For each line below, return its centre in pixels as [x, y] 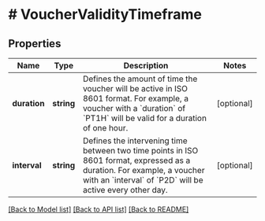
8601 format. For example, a [136, 98]
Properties [35, 44]
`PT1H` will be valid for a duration [145, 118]
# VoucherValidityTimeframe [105, 15]
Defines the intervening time [135, 141]
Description [146, 66]
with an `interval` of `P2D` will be [143, 180]
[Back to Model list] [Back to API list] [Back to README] [99, 209]
